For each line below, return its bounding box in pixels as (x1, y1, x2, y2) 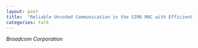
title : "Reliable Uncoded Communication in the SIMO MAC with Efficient (6, 14, 193, 20)
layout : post (6, 8, 39, 15)
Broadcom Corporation (6, 36, 63, 43)
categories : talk (6, 19, 49, 25)
